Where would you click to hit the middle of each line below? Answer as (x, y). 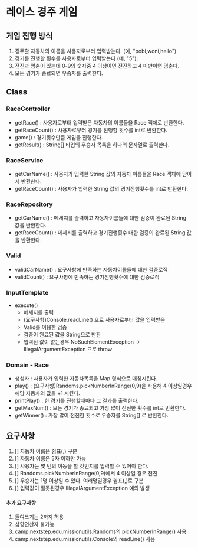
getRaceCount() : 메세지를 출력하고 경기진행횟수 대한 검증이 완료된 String (100, 233)
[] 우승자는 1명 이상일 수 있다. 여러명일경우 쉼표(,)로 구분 (79, 480)
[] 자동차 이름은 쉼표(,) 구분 (46, 451)
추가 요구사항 (21, 503)
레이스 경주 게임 (42, 12)
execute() (26, 305)
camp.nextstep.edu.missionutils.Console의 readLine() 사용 (85, 539)
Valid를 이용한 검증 (45, 327)
